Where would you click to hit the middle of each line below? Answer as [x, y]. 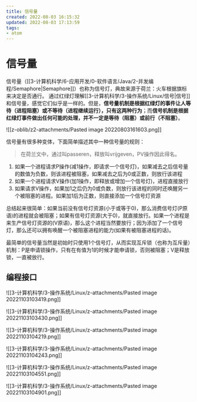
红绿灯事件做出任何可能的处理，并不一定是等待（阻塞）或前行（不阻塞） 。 [95, 118]
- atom [14, 33]
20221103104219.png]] [34, 336]
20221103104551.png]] [33, 374]
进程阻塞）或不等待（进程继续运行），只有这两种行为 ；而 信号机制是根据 [102, 111]
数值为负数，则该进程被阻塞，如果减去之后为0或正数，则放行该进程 [101, 174]
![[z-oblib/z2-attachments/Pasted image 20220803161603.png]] [84, 130]
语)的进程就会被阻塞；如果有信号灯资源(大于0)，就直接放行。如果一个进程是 [98, 216]
